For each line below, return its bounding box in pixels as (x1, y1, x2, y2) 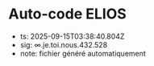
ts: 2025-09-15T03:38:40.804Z (19, 31, 125, 41)
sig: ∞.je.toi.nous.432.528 (19, 39, 108, 49)
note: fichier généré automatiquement (19, 48, 147, 58)
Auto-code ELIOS (8, 5, 127, 23)
